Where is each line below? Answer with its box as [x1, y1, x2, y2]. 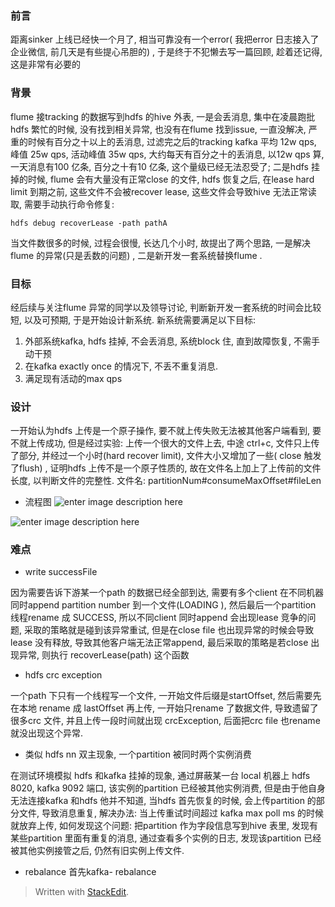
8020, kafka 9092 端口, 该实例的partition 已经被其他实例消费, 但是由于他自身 [10, 782, 326, 794]
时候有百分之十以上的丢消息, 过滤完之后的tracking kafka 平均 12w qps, [27, 135, 317, 147]
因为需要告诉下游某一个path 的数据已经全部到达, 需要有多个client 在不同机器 [10, 587, 325, 599]
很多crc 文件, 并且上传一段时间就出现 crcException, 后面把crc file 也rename [10, 715, 321, 727]
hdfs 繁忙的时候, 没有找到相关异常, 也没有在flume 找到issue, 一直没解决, [10, 123, 307, 135]
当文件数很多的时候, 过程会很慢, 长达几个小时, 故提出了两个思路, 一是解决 [10, 237, 311, 249]
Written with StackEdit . [34, 886, 130, 898]
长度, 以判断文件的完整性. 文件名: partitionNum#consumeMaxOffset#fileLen [10, 475, 322, 487]
